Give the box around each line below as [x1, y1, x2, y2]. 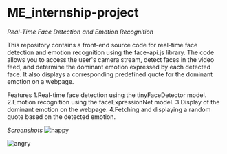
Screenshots [7, 126, 43, 134]
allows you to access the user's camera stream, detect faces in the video [7, 55, 215, 63]
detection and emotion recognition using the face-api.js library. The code [7, 48, 215, 56]
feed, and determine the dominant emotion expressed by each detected [7, 63, 211, 71]
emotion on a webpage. [7, 77, 74, 85]
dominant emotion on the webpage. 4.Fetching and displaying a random [7, 105, 211, 113]
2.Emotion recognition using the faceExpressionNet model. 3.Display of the [7, 98, 220, 106]
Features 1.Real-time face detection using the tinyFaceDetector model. [7, 91, 207, 99]
